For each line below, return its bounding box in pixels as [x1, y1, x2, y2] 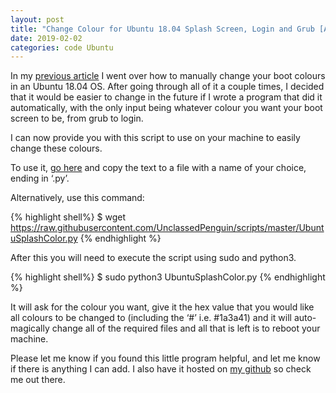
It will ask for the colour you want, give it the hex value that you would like [10, 301, 315, 313]
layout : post [10, 14, 65, 25]
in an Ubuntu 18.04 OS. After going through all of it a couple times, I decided [10, 81, 325, 93]
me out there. [10, 374, 66, 386]
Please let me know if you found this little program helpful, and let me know [10, 352, 321, 365]
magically [10, 322, 50, 335]
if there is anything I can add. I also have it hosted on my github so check [10, 363, 312, 375]
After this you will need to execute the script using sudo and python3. [10, 252, 297, 264]
